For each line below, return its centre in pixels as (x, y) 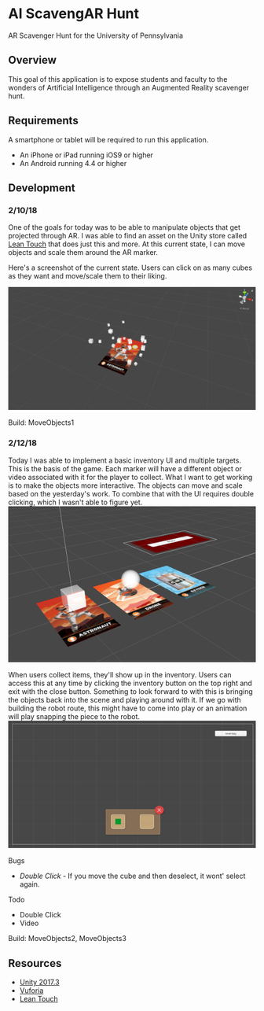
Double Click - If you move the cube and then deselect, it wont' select (132, 876)
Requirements (43, 121)
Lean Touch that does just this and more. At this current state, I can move (127, 244)
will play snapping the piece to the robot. (74, 717)
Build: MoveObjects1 (41, 422)
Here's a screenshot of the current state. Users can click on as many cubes (130, 268)
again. (29, 884)
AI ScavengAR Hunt (74, 14)
